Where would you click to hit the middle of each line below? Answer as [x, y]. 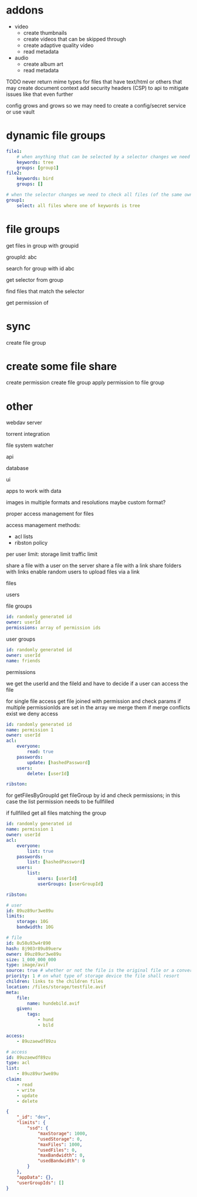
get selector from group [35, 279]
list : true [40, 851]
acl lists [24, 536]
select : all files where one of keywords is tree [79, 206]
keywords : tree [35, 162]
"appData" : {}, [35, 1177]
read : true [40, 752]
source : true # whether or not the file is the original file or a [90, 971]
